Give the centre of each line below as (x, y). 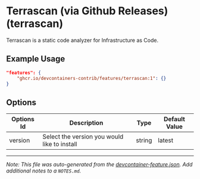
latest (165, 140)
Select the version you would (83, 137)
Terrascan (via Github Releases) (87, 11)
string (144, 140)
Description (86, 123)
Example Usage (36, 59)
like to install (60, 144)
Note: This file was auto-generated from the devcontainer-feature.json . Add (99, 165)
